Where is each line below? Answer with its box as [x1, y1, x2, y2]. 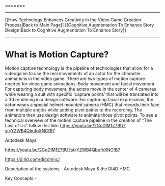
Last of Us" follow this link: [5, 122, 59, 128]
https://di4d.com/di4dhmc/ [5, 156, 60, 162]
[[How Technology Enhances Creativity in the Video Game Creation [5, 17, 141, 23]
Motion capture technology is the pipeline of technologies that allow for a [5, 65, 153, 71]
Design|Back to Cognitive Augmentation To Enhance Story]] [5, 27, 126, 33]
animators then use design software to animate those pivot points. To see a [5, 112, 157, 118]
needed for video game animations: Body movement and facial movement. [5, 80, 156, 86]
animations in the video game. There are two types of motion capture [5, 76, 145, 81]
